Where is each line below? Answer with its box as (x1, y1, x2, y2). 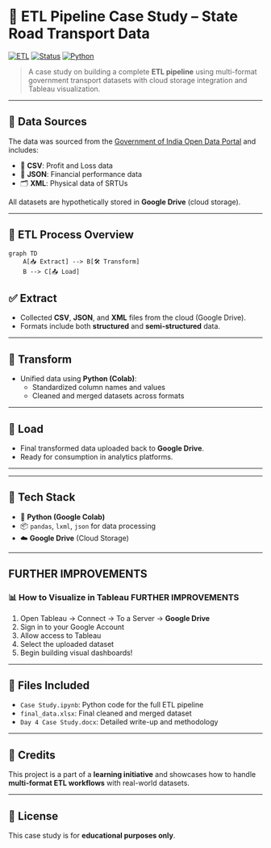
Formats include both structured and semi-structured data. (19, 321, 220, 331)
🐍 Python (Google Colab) (19, 512, 106, 522)
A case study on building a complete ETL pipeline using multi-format (27, 66, 257, 76)
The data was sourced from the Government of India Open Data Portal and (8, 136, 256, 146)
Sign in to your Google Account (19, 622, 125, 632)
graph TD (8, 250, 38, 258)
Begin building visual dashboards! (19, 648, 133, 657)
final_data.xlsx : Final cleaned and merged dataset (19, 708, 192, 718)
